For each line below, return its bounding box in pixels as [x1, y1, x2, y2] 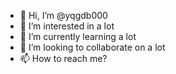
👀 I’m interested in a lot [19, 20, 115, 32]
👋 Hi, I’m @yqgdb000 [19, 10, 108, 21]
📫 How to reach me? [19, 53, 108, 64]
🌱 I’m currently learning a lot [19, 31, 137, 42]
